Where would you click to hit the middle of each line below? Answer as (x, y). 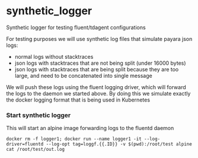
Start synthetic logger (39, 115)
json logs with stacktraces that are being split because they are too (97, 69)
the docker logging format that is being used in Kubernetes (78, 100)
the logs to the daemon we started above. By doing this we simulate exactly (98, 93)
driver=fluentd (25, 144)
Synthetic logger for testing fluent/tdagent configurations (76, 27)
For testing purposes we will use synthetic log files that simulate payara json (99, 39)
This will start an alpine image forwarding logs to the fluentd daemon (90, 128)
